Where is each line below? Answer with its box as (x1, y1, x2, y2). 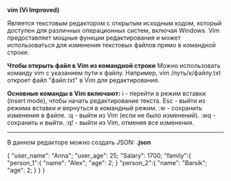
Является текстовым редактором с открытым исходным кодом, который (7, 19, 222, 27)
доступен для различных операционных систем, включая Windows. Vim (7, 27, 220, 34)
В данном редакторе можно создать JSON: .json (7, 138, 151, 146)
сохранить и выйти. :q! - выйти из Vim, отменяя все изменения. (7, 119, 195, 126)
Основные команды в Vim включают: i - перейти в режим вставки (7, 89, 206, 97)
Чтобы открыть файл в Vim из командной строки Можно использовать (7, 62, 221, 69)
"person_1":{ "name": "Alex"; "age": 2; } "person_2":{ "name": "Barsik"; (7, 159, 208, 167)
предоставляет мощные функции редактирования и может (7, 34, 181, 42)
